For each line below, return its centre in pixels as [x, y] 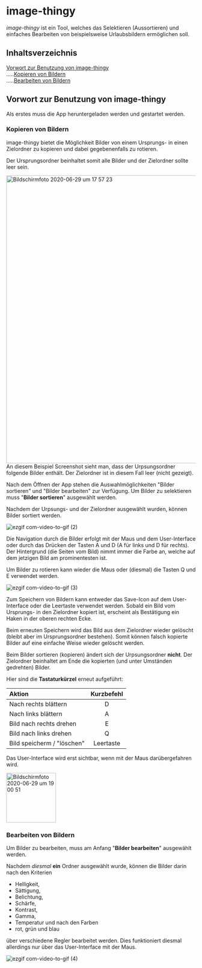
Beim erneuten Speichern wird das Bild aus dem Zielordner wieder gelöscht [100, 630]
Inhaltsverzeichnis [42, 53]
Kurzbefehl [107, 693]
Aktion [19, 693]
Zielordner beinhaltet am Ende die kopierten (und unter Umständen [89, 661]
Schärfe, [26, 904]
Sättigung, [28, 891]
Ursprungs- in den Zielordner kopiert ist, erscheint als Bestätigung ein [93, 612]
